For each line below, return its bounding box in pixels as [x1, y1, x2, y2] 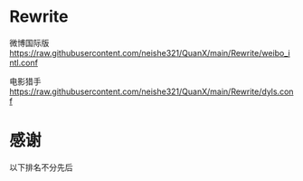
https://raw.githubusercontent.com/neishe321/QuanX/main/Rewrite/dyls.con [9, 86, 294, 97]
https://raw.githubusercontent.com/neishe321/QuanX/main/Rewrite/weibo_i [9, 47, 291, 58]
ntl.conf [9, 57, 39, 68]
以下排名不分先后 [9, 161, 73, 173]
